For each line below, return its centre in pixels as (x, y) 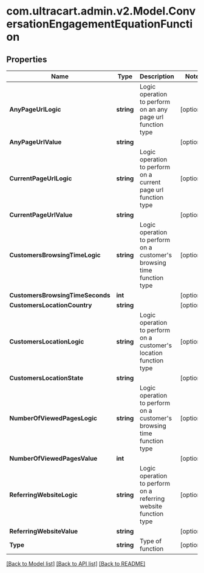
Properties (27, 59)
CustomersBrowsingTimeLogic (55, 255)
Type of (151, 541)
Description (157, 76)
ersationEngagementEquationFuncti (100, 24)
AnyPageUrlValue (36, 142)
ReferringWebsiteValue (44, 531)
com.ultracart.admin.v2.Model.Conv (101, 11)
